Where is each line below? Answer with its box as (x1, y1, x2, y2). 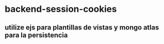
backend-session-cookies (5, 3, 117, 15)
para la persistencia (5, 31, 68, 39)
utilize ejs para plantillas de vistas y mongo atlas (5, 23, 159, 32)
